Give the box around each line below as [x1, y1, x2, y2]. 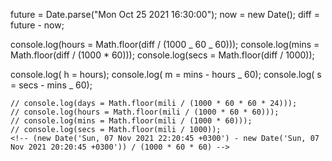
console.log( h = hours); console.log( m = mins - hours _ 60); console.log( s [10, 69, 322, 80]
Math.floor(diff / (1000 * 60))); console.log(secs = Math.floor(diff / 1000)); [10, 49, 315, 61]
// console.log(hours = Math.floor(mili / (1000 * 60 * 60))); [10, 107, 280, 117]
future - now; [10, 19, 65, 31]
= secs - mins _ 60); [10, 79, 93, 91]
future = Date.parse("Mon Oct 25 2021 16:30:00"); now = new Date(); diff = [10, 9, 320, 20]
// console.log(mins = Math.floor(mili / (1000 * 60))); [10, 116, 253, 126]
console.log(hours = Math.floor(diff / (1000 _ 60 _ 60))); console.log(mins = [10, 39, 320, 50]
